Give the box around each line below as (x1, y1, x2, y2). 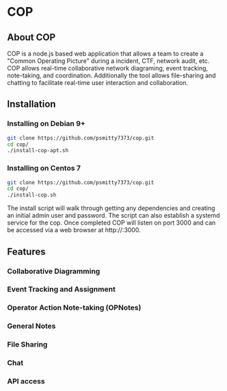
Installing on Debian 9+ (7, 119, 85, 129)
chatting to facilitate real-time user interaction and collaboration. (7, 79, 189, 86)
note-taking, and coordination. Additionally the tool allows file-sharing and (7, 71, 217, 79)
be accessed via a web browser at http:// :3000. (7, 226, 142, 234)
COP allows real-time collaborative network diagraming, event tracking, (7, 64, 209, 72)
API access (7, 377, 46, 386)
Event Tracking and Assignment (7, 285, 116, 294)
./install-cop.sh (7, 192, 57, 199)
